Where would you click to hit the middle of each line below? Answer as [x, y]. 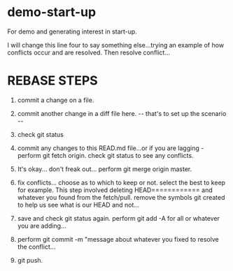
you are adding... [42, 226]
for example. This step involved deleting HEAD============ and [115, 190]
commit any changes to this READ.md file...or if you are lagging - [111, 148]
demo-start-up [52, 12]
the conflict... [36, 247]
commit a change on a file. [56, 100]
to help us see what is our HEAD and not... [78, 205]
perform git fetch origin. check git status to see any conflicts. [105, 155]
